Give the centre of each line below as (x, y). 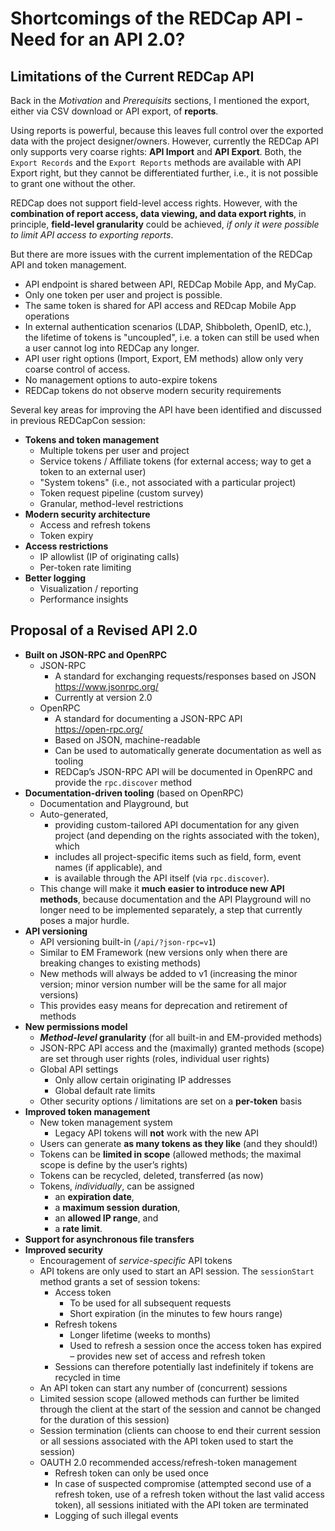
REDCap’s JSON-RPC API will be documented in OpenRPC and (183, 771)
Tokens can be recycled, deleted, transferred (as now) (151, 1175)
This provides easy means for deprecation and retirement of (163, 1005)
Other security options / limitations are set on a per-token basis (171, 1101)
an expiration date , (94, 1196)
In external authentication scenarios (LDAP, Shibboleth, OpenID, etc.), (168, 326)
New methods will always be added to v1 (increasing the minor (168, 973)
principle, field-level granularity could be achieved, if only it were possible (165, 224)
